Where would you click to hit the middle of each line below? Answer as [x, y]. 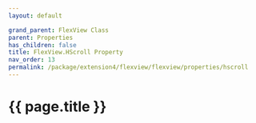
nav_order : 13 [32, 60]
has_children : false [43, 45]
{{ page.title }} [58, 107]
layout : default [35, 16]
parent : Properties [41, 38]
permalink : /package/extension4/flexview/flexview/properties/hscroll [128, 67]
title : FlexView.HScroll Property [66, 53]
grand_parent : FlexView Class [59, 30]
